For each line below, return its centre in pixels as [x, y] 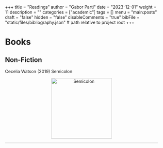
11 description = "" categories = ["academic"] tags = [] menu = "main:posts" [81, 12]
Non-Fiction [24, 60]
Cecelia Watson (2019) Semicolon [39, 71]
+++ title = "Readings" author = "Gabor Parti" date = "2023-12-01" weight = [81, 7]
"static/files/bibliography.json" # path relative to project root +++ [70, 22]
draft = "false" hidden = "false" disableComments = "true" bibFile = [72, 17]
